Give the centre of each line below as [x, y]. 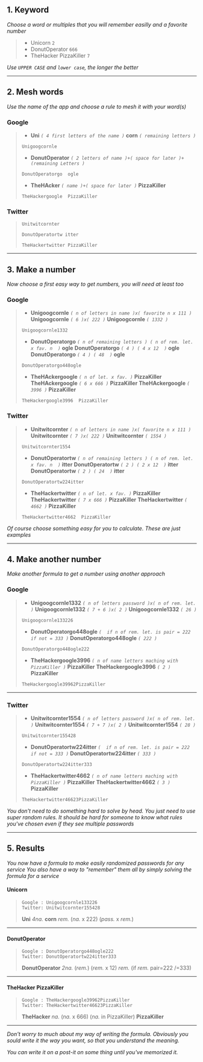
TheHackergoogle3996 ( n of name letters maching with [104, 660]
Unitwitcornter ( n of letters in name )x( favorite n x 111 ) [111, 429]
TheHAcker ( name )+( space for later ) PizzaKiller [98, 185]
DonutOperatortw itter [50, 235]
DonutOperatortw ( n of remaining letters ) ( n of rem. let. [112, 458]
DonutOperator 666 [54, 49]
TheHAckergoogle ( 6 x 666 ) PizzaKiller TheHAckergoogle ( [110, 383]
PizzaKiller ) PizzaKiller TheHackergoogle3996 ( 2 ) [101, 667]
